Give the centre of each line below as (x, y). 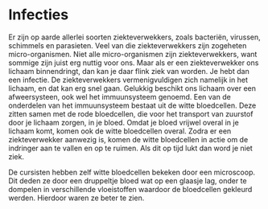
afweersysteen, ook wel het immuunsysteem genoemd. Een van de (120, 96)
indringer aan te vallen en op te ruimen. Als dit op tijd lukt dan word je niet (131, 148)
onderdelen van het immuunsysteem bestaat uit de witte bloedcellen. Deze (132, 105)
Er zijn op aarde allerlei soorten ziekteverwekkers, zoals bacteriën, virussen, (135, 37)
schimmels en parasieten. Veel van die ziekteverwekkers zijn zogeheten (128, 45)
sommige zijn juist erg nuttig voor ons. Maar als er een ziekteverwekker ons (134, 63)
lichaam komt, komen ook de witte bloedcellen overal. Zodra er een (120, 131)
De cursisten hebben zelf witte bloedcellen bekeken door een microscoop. (132, 172)
